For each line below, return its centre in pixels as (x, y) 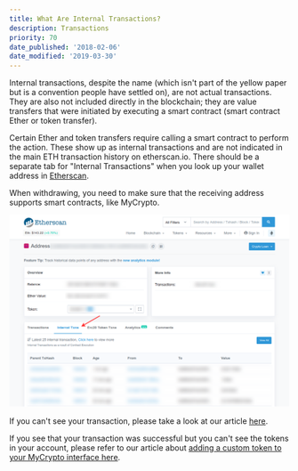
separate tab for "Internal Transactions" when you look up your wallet (137, 166)
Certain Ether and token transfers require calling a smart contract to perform (149, 138)
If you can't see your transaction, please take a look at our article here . (139, 421)
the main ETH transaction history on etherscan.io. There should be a (134, 157)
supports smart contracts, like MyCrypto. (85, 203)
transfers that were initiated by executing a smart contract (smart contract (145, 111)
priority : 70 (33, 37)
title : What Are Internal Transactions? (85, 19)
